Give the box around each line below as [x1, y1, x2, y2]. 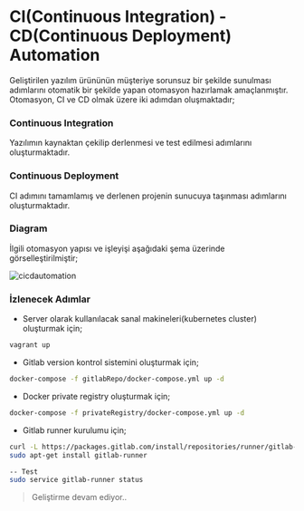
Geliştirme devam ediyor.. [31, 492, 128, 503]
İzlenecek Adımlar [9, 293, 90, 305]
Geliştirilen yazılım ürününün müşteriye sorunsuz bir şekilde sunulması [9, 74, 271, 85]
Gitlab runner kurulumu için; [22, 424, 127, 436]
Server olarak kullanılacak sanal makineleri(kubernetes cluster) [22, 313, 258, 324]
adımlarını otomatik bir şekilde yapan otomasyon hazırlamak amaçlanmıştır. [9, 84, 289, 95]
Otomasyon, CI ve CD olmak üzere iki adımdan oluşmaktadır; [9, 93, 235, 105]
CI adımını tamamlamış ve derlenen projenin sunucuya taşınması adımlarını [9, 190, 287, 201]
